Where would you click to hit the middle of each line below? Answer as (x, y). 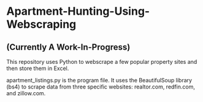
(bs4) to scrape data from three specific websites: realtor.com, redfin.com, (101, 87)
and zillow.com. (26, 93)
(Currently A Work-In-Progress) (68, 47)
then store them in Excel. (38, 68)
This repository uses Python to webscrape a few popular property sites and (102, 62)
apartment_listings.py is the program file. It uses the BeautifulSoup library (99, 80)
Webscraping (41, 24)
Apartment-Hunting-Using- (78, 11)
